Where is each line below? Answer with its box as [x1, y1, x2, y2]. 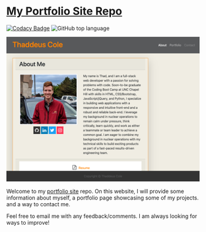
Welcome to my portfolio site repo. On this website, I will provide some [6, 187, 185, 195]
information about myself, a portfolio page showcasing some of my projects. [6, 194, 199, 201]
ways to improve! [6, 219, 50, 226]
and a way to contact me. [6, 200, 71, 208]
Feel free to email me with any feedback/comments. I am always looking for [6, 212, 197, 220]
